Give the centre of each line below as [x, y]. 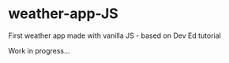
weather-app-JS [63, 14]
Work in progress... [39, 50]
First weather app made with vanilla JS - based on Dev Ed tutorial [114, 35]
